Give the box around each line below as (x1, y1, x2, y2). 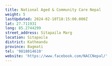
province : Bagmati (5, 44, 43, 49)
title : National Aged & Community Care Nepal (5, 7, 101, 12)
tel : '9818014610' (5, 49, 43, 54)
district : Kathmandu (5, 40, 48, 45)
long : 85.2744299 (5, 26, 41, 31)
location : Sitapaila (5, 35, 48, 40)
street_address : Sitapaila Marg (5, 30, 72, 35)
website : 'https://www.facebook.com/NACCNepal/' (5, 53, 108, 59)
